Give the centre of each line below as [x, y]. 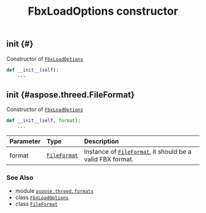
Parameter [25, 141]
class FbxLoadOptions [42, 198]
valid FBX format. [109, 159]
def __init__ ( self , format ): [44, 121]
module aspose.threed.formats [54, 191]
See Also [20, 177]
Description [101, 141]
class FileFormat [36, 204]
